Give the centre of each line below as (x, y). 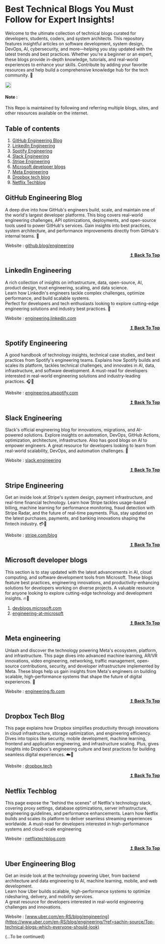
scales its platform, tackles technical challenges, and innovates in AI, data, (80, 365)
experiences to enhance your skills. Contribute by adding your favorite (76, 65)
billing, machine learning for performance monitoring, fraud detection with (80, 508)
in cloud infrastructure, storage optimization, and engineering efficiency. (78, 734)
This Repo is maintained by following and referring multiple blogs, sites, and (82, 108)
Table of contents (32, 128)
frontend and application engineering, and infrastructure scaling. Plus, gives (82, 744)
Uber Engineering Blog (40, 864)
